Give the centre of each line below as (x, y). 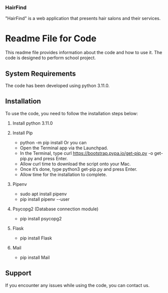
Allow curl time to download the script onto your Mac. (75, 164)
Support (18, 273)
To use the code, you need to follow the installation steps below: (72, 113)
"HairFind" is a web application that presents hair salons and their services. (83, 19)
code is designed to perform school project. (51, 58)
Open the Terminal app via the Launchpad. (64, 148)
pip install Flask (36, 238)
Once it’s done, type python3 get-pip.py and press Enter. (78, 169)
